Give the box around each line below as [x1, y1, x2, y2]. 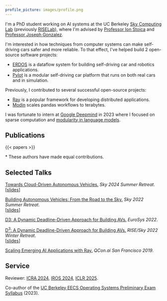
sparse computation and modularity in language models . [5, 116, 121, 122]
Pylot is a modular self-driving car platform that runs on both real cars [12, 72, 156, 78]
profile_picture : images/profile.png [5, 7, 83, 12]
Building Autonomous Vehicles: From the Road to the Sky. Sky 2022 [5, 197, 144, 202]
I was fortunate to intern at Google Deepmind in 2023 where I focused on [5, 111, 155, 117]
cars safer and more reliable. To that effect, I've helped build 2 [20, 46, 148, 52]
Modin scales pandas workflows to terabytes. [12, 101, 106, 107]
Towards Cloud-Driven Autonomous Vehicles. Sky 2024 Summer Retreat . [5, 182, 155, 188]
